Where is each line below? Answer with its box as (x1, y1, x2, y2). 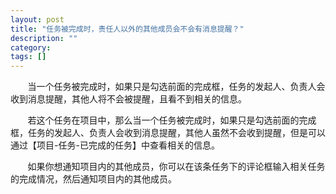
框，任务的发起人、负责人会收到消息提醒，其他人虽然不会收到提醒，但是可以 (10, 127, 326, 139)
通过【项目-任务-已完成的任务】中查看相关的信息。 (10, 139, 220, 151)
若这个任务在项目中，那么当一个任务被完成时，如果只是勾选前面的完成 (27, 114, 317, 126)
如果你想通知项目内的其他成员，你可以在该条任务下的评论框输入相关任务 (27, 161, 326, 173)
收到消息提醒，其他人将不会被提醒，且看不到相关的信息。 (10, 93, 247, 105)
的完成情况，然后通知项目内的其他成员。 (10, 173, 177, 185)
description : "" (10, 33, 78, 43)
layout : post (10, 14, 65, 25)
